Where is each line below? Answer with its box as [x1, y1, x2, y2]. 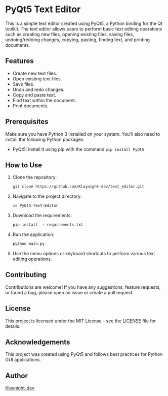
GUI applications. [5, 357, 41, 363]
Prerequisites [5, 117, 49, 126]
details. [5, 323, 21, 329]
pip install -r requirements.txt [12, 222, 83, 227]
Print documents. [12, 103, 49, 109]
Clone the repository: [12, 174, 57, 180]
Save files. [12, 81, 34, 87]
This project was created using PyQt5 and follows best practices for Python [5, 351, 163, 357]
